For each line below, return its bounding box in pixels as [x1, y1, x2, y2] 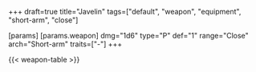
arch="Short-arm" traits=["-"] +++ [8, 39, 123, 49]
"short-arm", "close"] [8, 15, 79, 25]
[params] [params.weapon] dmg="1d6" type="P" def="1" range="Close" [8, 31, 249, 40]
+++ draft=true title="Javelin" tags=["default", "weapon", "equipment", [8, 7, 242, 16]
